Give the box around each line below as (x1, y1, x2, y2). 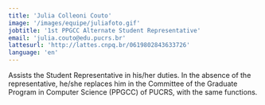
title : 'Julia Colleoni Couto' (8, 11, 112, 20)
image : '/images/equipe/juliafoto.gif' (8, 19, 141, 27)
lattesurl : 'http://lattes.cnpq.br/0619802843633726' (8, 41, 191, 49)
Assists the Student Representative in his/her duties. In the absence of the (8, 71, 251, 80)
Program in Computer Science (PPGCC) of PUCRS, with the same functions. (8, 87, 258, 96)
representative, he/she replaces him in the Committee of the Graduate (8, 79, 238, 88)
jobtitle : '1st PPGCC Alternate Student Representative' (8, 26, 201, 34)
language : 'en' (8, 49, 59, 56)
